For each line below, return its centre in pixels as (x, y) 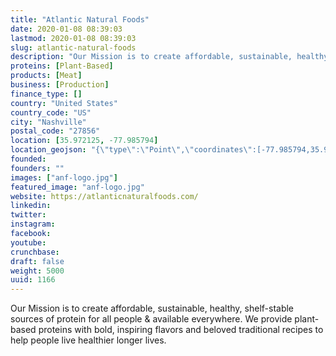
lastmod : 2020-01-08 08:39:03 (73, 38)
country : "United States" (64, 103)
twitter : (28, 215)
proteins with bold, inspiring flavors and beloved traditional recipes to (181, 330)
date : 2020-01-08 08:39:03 (66, 29)
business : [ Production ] (60, 85)
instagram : (33, 224)
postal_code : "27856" (55, 131)
